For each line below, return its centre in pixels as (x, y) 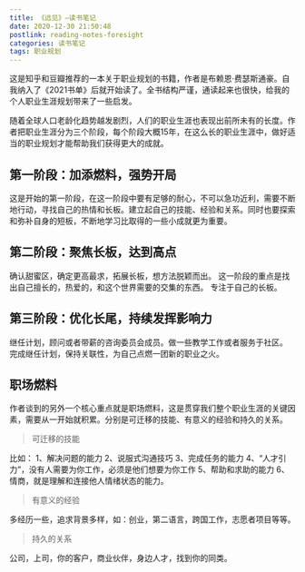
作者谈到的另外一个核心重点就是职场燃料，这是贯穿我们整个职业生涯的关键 (148, 409)
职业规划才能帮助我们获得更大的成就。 (97, 143)
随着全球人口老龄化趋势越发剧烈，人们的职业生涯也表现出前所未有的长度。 (148, 121)
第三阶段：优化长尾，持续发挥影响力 (111, 319)
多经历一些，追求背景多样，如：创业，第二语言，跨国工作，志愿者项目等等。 (152, 519)
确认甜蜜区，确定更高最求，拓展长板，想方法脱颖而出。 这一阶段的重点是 (146, 276)
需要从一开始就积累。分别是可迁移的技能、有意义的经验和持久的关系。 (156, 419)
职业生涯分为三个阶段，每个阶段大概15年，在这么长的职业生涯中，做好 (156, 132)
